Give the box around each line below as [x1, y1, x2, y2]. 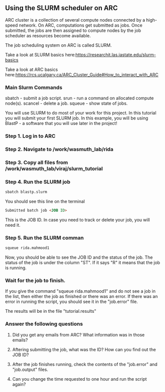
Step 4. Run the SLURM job [5, 178, 70, 185]
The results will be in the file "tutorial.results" [5, 308, 97, 314]
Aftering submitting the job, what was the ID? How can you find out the [12, 346, 156, 352]
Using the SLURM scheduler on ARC [5, 4, 118, 12]
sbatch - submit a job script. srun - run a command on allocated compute [5, 95, 154, 101]
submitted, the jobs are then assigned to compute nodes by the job [5, 27, 141, 33]
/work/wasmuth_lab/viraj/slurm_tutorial [5, 165, 103, 172]
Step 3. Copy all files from [5, 159, 68, 166]
